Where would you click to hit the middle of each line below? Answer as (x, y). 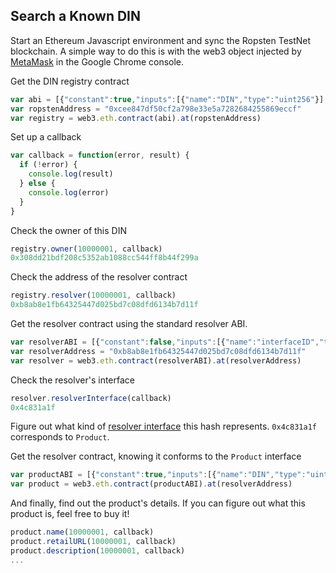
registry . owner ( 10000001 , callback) (86, 249)
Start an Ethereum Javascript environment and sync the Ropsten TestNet (161, 40)
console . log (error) (69, 192)
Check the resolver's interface (72, 380)
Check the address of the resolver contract (99, 277)
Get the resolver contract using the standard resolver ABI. (129, 324)
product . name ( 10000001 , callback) (82, 532)
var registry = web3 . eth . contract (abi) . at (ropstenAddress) (136, 118)
